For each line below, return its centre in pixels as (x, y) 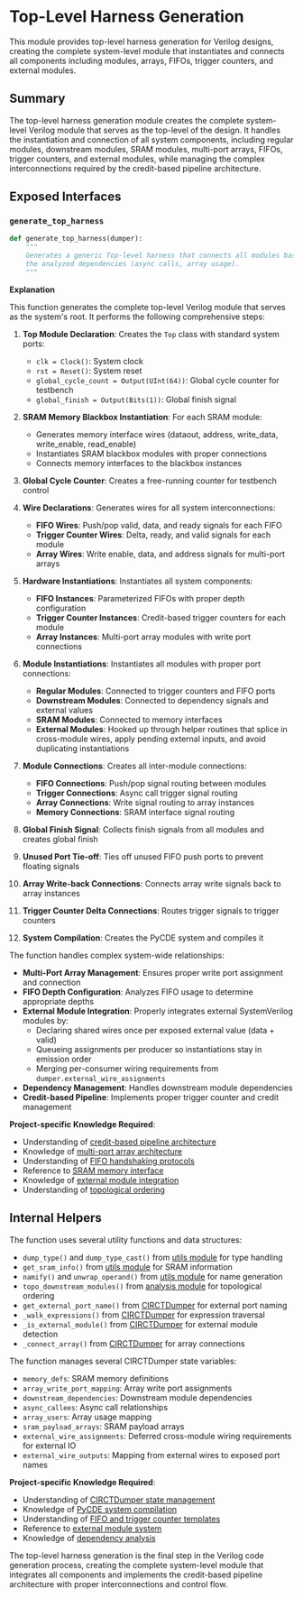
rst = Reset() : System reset (89, 371)
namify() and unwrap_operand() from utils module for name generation (152, 1276)
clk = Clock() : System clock (90, 361)
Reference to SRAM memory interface (93, 1171)
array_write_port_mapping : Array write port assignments (127, 1388)
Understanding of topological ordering (93, 1189)
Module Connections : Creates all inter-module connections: (134, 766)
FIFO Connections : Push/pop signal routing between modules (151, 783)
